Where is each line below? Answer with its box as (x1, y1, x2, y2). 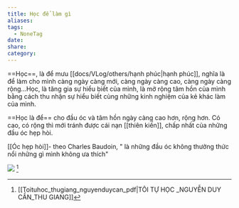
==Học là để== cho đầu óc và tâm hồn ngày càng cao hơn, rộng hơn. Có (7, 113, 221, 121)
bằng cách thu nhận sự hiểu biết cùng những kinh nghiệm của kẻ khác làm (7, 92, 226, 100)
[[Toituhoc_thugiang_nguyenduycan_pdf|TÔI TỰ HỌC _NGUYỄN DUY (17, 185, 222, 194)
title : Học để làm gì (7, 10, 72, 18)
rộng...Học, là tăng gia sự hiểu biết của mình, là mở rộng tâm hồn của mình (7, 84, 226, 93)
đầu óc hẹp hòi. (7, 128, 53, 137)
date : (7, 37, 23, 44)
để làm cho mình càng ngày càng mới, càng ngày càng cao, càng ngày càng (7, 77, 231, 85)
